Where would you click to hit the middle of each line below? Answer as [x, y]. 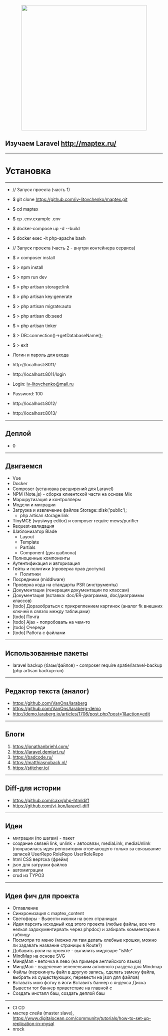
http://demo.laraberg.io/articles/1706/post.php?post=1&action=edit [81, 714]
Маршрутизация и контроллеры [46, 500]
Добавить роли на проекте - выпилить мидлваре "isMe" [72, 951]
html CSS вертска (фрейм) [40, 859]
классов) [22, 601]
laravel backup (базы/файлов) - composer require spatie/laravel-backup [87, 665]
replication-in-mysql [33, 1024]
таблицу [21, 935]
